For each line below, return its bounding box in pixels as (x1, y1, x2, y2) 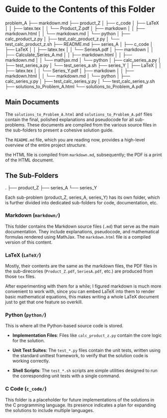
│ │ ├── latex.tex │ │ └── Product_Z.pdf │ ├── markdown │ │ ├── (5, 25, 145, 31)
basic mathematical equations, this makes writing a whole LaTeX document (5, 294, 159, 300)
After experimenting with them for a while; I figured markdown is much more (5, 283, 162, 289)
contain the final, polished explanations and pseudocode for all (5, 116, 134, 123)
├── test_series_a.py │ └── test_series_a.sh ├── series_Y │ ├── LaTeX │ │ (5, 62, 162, 68)
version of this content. (5, 239, 53, 245)
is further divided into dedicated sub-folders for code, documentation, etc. (5, 199, 158, 205)
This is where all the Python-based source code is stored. (5, 323, 123, 329)
